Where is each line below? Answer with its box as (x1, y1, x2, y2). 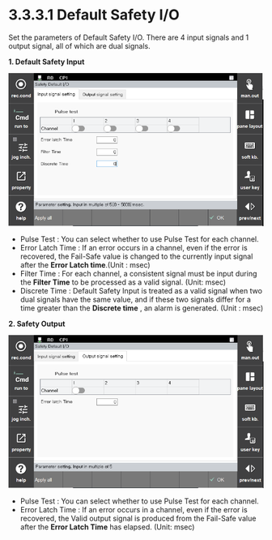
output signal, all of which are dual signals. (8, 41, 151, 50)
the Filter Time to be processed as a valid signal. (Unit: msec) (19, 277, 227, 287)
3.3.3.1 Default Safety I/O (8, 6, 180, 24)
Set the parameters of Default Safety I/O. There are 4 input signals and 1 (8, 32, 249, 42)
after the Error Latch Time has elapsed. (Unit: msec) (19, 522, 195, 532)
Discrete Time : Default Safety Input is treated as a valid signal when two (19, 285, 263, 295)
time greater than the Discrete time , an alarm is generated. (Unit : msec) (19, 302, 264, 313)
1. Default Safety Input (8, 57, 85, 66)
